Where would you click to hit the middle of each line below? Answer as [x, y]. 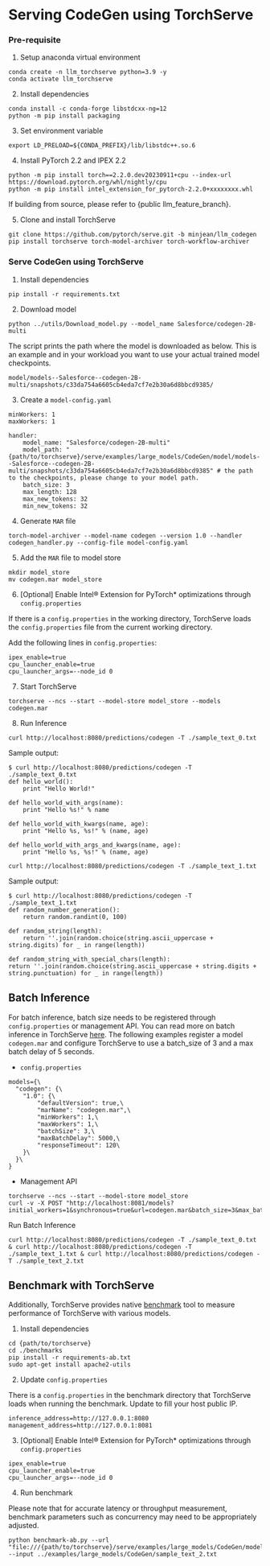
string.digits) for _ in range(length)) [77, 945]
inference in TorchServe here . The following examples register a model [126, 1034]
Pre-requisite [35, 40]
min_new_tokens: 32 [55, 506]
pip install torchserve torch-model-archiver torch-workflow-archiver [129, 242]
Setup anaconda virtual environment [80, 57]
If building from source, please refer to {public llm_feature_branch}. [120, 204]
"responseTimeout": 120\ [79, 1145]
